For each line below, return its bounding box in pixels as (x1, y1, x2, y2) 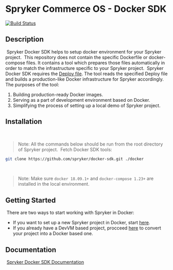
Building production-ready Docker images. (12, 91, 103, 98)
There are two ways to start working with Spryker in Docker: (6, 209, 135, 216)
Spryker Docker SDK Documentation (6, 259, 84, 265)
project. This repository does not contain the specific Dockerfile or (5, 54, 148, 60)
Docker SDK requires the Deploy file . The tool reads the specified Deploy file (5, 70, 168, 77)
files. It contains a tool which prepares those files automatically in (26, 60, 165, 66)
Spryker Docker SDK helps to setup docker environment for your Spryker (6, 48, 162, 55)
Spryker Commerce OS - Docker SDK (5, 3, 167, 15)
